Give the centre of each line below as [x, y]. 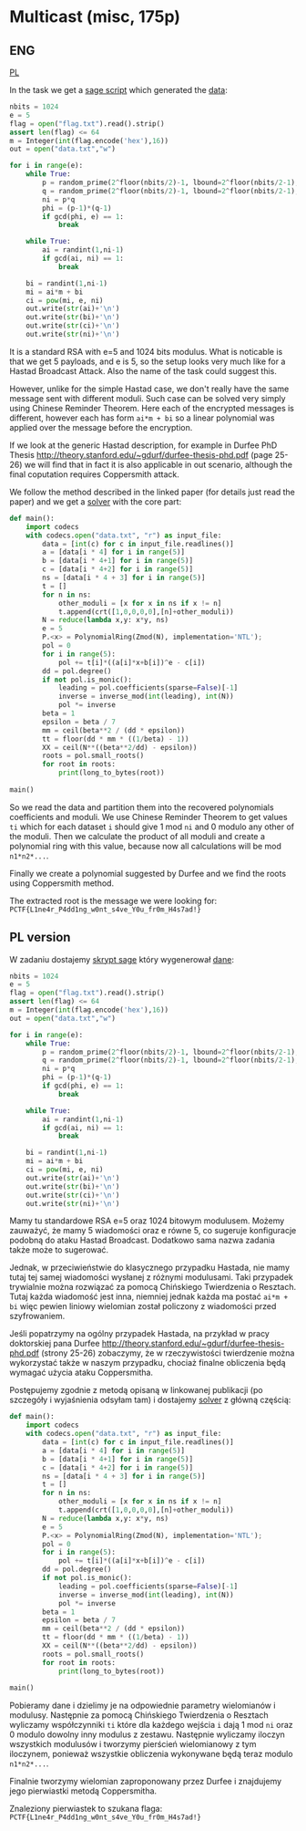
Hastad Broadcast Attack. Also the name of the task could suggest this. [143, 370]
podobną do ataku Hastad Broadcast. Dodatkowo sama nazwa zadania [143, 1240]
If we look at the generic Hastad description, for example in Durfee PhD [143, 445]
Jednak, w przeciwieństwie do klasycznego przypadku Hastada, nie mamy [149, 1268]
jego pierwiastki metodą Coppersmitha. [83, 1791]
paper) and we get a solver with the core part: [96, 501]
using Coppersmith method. [62, 883]
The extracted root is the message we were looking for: [113, 900]
